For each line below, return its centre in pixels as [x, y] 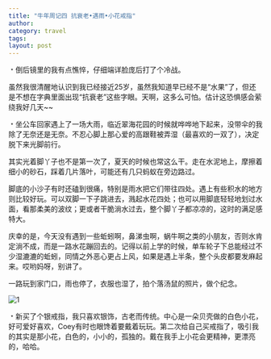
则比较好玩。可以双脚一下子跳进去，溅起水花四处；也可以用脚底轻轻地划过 [132, 199]
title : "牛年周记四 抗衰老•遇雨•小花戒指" [72, 16]
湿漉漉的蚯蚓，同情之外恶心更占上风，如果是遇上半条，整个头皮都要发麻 [135, 257]
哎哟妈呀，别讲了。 [54, 266]
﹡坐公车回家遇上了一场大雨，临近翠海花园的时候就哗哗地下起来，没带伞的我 [135, 124]
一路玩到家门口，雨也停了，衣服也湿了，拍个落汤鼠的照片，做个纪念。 [125, 284]
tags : [17, 38]
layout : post [30, 46]
